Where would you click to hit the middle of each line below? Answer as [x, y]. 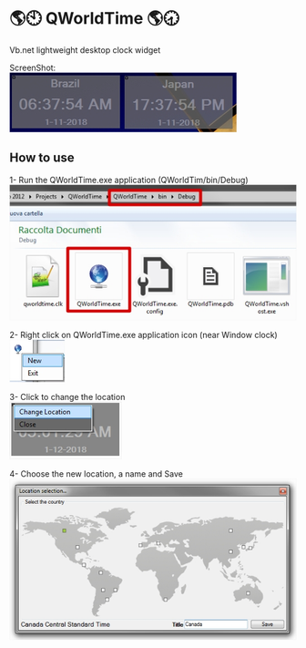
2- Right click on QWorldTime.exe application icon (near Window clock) [143, 335]
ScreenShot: [33, 67]
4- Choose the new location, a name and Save [97, 474]
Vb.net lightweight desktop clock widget [85, 50]
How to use [42, 158]
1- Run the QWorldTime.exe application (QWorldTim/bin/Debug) [129, 180]
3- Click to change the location [67, 397]
